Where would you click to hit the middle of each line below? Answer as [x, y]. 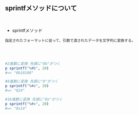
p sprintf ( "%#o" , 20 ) [27, 86]
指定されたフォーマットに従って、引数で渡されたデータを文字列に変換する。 [70, 40]
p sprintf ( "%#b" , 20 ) [27, 68]
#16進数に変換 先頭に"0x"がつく [34, 99]
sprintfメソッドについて [41, 8]
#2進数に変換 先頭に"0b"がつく [33, 64]
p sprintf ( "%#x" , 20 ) [27, 104]
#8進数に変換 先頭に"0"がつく [32, 81]
